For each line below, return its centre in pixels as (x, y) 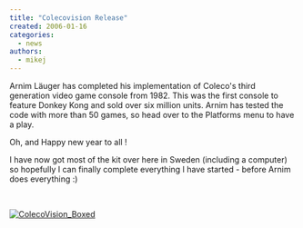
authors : (26, 52)
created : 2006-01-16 (49, 26)
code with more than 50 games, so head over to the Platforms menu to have (152, 115)
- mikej (32, 60)
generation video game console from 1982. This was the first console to (144, 95)
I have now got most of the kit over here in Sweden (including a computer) (149, 159)
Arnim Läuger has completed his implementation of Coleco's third (133, 86)
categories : (32, 35)
